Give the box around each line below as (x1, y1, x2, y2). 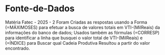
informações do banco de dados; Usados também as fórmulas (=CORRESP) (5, 29, 160, 35)
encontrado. (5, 45, 30, 51)
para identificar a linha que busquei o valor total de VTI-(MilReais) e (5, 35, 143, 41)
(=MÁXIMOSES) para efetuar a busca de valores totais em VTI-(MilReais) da (5, 24, 161, 30)
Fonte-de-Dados (5, 3, 75, 14)
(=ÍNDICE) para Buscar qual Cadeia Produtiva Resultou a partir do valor (5, 40, 150, 46)
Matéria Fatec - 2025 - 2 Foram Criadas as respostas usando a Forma (5, 19, 147, 25)
